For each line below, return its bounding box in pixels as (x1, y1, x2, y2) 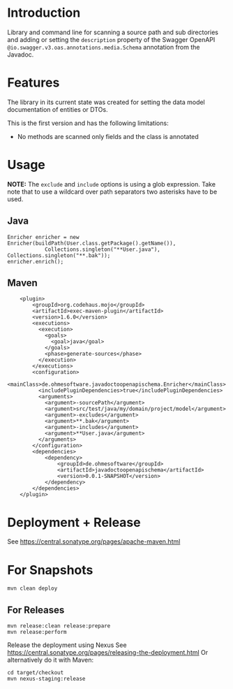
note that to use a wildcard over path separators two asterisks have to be (7, 187, 218, 196)
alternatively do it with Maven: (7, 655, 94, 665)
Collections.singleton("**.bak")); (7, 252, 111, 259)
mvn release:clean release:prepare (7, 623, 111, 630)
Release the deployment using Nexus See (7, 641, 127, 649)
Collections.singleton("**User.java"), (44, 246, 160, 253)
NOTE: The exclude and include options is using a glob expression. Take (7, 180, 216, 188)
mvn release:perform (7, 629, 68, 636)
